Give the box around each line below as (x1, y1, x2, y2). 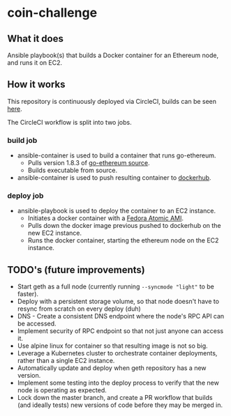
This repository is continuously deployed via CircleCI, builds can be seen (7, 97, 217, 105)
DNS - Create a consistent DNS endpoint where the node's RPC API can (17, 312, 225, 321)
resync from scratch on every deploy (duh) (17, 305, 141, 313)
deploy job (7, 191, 44, 201)
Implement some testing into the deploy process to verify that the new (17, 378, 220, 387)
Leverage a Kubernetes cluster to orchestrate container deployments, (17, 349, 218, 357)
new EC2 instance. (27, 229, 82, 238)
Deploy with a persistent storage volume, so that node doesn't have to (17, 298, 220, 306)
